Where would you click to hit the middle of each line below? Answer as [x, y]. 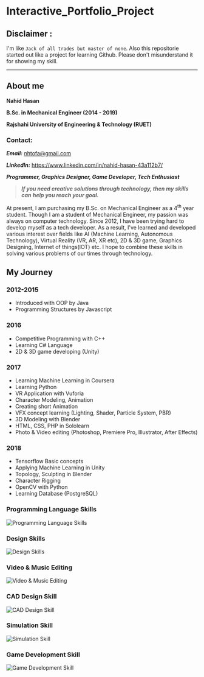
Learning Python [36, 387]
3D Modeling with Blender [48, 419]
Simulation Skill [30, 625]
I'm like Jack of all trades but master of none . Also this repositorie [93, 48]
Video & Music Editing [39, 567]
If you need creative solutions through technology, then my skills [105, 189]
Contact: [19, 140]
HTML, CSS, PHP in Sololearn [52, 426]
